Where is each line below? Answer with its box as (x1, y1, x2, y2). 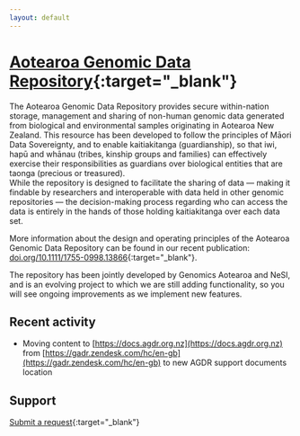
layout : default (9, 13, 70, 22)
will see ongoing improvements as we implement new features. (9, 289, 243, 299)
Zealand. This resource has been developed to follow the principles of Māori (9, 129, 292, 140)
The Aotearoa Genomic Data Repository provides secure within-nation (9, 101, 269, 111)
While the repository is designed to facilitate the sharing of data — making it (9, 177, 290, 188)
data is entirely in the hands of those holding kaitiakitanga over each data (9, 206, 280, 217)
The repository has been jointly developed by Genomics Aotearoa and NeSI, (9, 269, 291, 280)
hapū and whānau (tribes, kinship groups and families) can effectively (9, 148, 268, 159)
